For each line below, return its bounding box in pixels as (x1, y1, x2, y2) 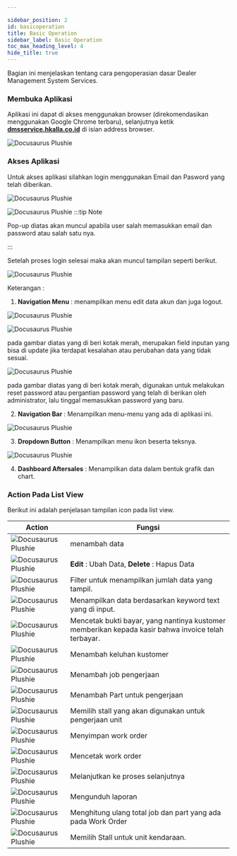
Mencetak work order (70, 751, 142, 760)
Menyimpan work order (70, 730, 148, 740)
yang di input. (70, 604, 116, 614)
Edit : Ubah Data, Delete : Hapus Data (70, 559, 195, 569)
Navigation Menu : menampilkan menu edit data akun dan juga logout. (17, 297, 224, 306)
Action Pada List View (7, 490, 84, 499)
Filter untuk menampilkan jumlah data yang (70, 574, 213, 584)
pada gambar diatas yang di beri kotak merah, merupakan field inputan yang (7, 338, 230, 347)
